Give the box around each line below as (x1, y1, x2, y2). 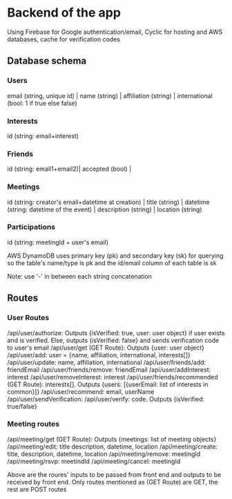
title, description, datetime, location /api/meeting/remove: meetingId (7, 449, 201, 458)
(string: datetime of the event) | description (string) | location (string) (7, 205, 202, 214)
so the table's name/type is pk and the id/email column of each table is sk (7, 258, 217, 267)
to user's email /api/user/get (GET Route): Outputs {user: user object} (7, 343, 205, 352)
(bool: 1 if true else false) (7, 99, 77, 107)
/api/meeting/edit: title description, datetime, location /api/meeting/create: (7, 442, 218, 451)
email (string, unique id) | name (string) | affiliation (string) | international (7, 91, 213, 100)
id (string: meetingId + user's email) (7, 238, 109, 246)
